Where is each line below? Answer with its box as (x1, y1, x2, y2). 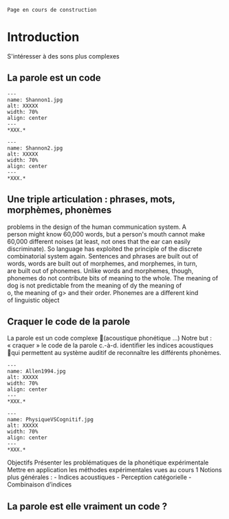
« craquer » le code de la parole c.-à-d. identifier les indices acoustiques (7, 341, 214, 349)
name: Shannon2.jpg (7, 145, 63, 152)
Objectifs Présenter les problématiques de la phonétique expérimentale (7, 458, 209, 467)
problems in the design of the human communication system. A (7, 223, 187, 231)
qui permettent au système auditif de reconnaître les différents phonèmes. (11, 349, 221, 357)
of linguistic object (7, 296, 60, 304)
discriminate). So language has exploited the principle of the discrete (7, 245, 203, 253)
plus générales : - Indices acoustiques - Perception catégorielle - (7, 473, 192, 482)
